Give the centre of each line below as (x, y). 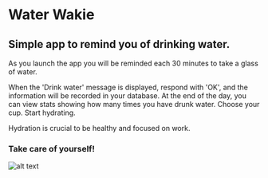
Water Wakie (51, 15)
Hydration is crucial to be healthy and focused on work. (99, 128)
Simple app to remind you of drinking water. (119, 44)
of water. (23, 72)
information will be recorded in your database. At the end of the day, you (128, 96)
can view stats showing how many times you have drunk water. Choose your (134, 104)
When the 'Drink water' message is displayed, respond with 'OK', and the (128, 87)
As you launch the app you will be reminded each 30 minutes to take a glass (134, 63)
